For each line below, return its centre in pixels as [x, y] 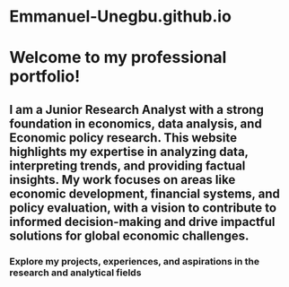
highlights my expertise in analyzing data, [129, 151]
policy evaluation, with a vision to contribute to [143, 208]
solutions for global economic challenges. [129, 235]
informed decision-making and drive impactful [142, 222]
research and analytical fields [75, 273]
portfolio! [45, 77]
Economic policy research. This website [123, 138]
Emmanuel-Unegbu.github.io [120, 17]
